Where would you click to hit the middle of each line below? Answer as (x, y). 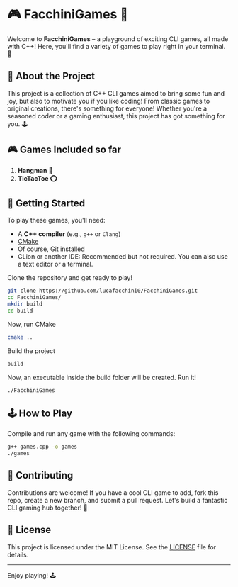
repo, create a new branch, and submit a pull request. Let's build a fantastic (118, 500)
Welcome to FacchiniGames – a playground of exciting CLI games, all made (118, 39)
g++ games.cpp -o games (42, 447)
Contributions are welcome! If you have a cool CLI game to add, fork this (113, 492)
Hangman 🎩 (35, 170)
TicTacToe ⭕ (37, 178)
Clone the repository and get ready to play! (70, 278)
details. (18, 554)
